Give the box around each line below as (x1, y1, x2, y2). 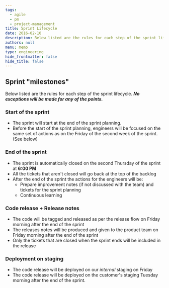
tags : (5, 7, 17, 13)
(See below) (12, 136, 38, 142)
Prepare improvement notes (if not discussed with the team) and (20, 181, 154, 187)
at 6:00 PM (12, 165, 37, 171)
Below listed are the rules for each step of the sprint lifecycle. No (5, 91, 140, 97)
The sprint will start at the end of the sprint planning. (12, 120, 122, 126)
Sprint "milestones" (5, 77, 69, 86)
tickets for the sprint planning (20, 186, 81, 193)
